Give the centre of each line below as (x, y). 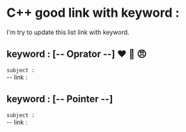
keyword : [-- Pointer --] (60, 99)
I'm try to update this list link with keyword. (68, 32)
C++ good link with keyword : (93, 13)
